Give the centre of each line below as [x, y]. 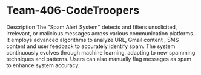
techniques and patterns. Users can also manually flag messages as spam [99, 59]
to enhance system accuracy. [43, 65]
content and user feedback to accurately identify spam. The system [91, 46]
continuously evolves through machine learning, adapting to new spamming [101, 52]
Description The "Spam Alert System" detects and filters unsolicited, [92, 27]
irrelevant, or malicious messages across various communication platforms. [100, 33]
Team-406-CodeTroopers [73, 10]
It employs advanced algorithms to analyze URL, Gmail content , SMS [93, 40]
